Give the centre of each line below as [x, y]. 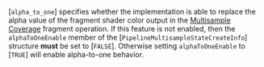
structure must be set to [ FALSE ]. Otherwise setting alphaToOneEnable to [127, 46]
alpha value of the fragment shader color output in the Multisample [120, 20]
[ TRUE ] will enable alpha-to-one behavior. [76, 54]
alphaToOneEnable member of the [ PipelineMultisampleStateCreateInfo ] [128, 37]
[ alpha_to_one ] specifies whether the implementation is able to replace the [132, 12]
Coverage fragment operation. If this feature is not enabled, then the [122, 29]
